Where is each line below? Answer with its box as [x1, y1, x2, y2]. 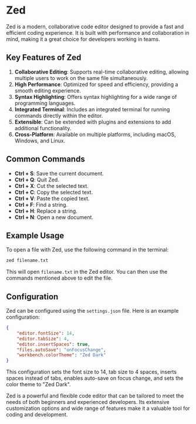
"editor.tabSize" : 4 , [16, 336, 69, 342]
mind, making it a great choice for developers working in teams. [6, 35, 160, 42]
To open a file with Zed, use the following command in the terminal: [6, 246, 169, 253]
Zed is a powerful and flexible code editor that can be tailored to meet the [6, 392, 184, 399]
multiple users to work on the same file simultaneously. [14, 74, 148, 81]
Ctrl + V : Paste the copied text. [14, 195, 90, 202]
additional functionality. [14, 124, 72, 131]
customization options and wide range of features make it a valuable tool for [6, 405, 190, 412]
